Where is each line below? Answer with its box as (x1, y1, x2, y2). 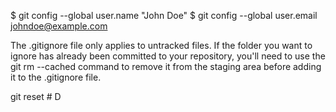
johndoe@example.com (10, 20, 108, 32)
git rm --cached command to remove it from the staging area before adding (10, 61, 322, 72)
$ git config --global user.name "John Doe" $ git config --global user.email (10, 10, 318, 21)
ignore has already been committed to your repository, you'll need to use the (10, 50, 326, 62)
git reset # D (10, 91, 62, 102)
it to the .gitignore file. (10, 71, 102, 83)
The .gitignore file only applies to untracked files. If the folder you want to (10, 40, 313, 51)
